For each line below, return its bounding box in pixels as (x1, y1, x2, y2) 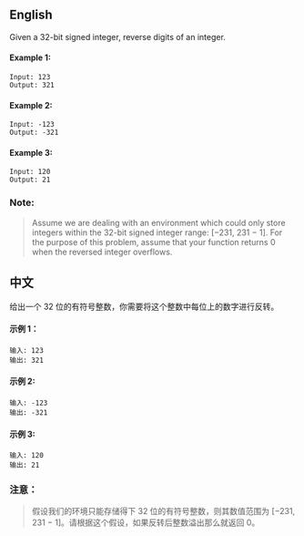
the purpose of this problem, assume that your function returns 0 (31, 236, 276, 247)
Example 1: (9, 52, 52, 63)
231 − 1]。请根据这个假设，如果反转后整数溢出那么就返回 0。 (31, 517, 260, 528)
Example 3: (9, 147, 53, 158)
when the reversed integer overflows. (31, 246, 173, 257)
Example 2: (9, 99, 53, 110)
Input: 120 (9, 168, 51, 177)
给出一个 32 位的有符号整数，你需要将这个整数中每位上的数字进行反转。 (9, 301, 279, 312)
